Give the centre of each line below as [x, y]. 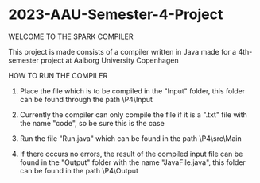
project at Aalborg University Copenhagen [110, 60]
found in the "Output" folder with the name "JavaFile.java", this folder [133, 162]
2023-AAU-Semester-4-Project [116, 15]
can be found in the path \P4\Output [79, 170]
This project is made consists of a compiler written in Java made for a [122, 51]
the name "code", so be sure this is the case [92, 123]
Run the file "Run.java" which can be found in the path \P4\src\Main [130, 138]
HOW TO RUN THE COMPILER [58, 75]
